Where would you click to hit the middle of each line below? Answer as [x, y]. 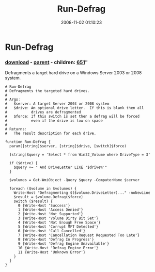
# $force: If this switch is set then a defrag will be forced [72, 117]
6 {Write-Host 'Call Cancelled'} [52, 231]
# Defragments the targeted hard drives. [47, 91]
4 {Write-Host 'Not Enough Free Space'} [59, 223]
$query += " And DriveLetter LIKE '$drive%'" [61, 168]
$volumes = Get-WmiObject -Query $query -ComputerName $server [74, 180]
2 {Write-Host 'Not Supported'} [50, 214]
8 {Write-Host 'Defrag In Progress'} [56, 240]
